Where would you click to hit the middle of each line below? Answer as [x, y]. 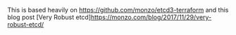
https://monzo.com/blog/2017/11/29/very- [151, 17]
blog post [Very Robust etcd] [49, 17]
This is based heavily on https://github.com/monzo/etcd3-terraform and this [118, 10]
